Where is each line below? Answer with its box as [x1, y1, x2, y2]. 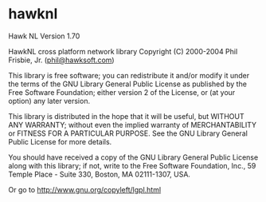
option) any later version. [8, 96, 90, 105]
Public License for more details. [8, 137, 112, 146]
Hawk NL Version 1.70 [8, 31, 80, 41]
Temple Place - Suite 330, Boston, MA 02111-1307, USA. [8, 169, 191, 179]
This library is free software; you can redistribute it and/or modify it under [8, 70, 250, 80]
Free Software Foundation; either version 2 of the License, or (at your [8, 87, 236, 97]
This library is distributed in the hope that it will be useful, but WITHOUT [8, 111, 244, 121]
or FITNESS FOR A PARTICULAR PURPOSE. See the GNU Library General [8, 129, 248, 138]
